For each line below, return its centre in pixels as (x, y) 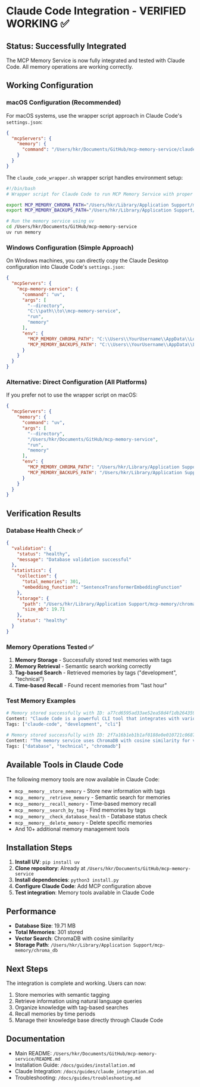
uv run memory (24, 232)
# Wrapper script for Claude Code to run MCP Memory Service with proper (100, 194)
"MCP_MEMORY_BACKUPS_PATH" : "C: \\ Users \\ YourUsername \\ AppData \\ (110, 345)
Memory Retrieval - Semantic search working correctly (83, 667)
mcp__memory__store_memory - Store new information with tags (90, 791)
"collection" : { (37, 576)
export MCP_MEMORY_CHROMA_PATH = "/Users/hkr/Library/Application (87, 205)
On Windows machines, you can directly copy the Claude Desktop (87, 260)
